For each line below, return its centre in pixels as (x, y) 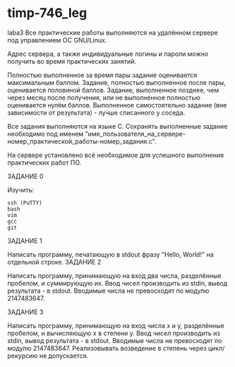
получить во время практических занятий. (72, 61)
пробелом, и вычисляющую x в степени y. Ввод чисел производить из (114, 333)
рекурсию (23, 356)
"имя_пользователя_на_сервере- (135, 134)
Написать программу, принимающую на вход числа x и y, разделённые (116, 325)
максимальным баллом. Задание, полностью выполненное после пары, (116, 82)
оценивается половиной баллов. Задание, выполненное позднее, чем (113, 90)
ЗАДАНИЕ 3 (25, 312)
